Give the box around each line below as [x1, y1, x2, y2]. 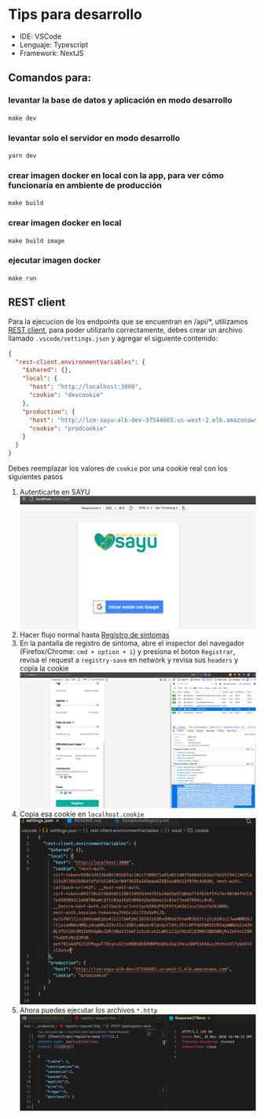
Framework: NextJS [19, 48, 84, 58]
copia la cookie [19, 664, 69, 673]
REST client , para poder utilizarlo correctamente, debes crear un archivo [8, 325, 243, 334]
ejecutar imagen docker [8, 255, 101, 266]
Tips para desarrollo [8, 6, 143, 24]
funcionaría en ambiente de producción [8, 180, 163, 191]
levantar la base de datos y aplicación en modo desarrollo [8, 95, 233, 106]
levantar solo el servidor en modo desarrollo [8, 132, 181, 143]
